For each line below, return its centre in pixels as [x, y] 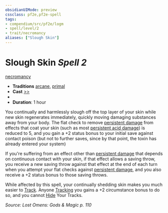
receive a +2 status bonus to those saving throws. [56, 175]
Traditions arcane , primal [38, 86]
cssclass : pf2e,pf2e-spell [33, 15]
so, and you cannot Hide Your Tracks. [44, 195]
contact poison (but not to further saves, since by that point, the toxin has [81, 138]
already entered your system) [35, 144]
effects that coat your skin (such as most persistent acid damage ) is [75, 128]
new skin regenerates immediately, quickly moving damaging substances [80, 117]
